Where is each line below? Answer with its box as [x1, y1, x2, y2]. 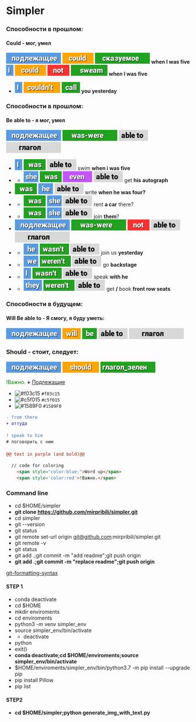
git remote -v [14, 539, 46, 546]
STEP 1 [6, 583, 23, 590]
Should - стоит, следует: [6, 348, 79, 356]
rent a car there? [93, 201, 134, 208]
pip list [14, 683, 31, 690]
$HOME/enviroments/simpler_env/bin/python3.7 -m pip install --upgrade [14, 664, 190, 671]
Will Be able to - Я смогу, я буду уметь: [6, 314, 105, 321]
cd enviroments [14, 614, 53, 621]
